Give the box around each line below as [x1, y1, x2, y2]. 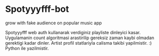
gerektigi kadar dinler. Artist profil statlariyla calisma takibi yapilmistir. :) [5, 40, 152, 46]
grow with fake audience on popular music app [5, 20, 102, 26]
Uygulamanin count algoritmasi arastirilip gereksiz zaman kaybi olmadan [5, 35, 154, 41]
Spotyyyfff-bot [5, 3, 69, 15]
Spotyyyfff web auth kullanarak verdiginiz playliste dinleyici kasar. [5, 29, 141, 35]
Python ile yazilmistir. [5, 45, 49, 51]
